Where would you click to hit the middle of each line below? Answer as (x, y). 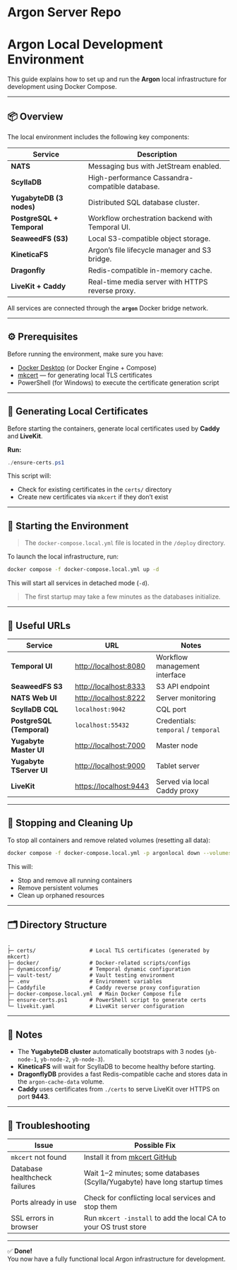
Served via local (183, 781)
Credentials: (176, 721)
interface (171, 675)
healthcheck (31, 1178)
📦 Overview (35, 116)
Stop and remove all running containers (75, 880)
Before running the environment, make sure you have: (85, 354)
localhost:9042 (100, 709)
